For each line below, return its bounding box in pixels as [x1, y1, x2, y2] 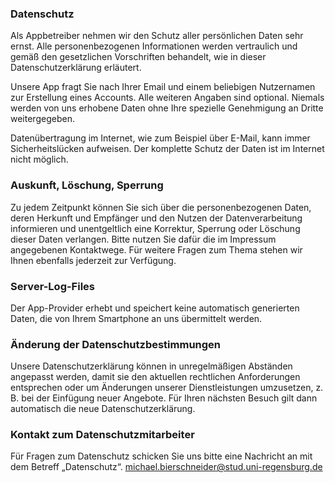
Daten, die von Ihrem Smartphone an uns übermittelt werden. [10, 312, 263, 324]
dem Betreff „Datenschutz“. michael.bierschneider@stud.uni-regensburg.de [10, 461, 323, 473]
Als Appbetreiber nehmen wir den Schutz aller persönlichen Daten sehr [10, 30, 304, 42]
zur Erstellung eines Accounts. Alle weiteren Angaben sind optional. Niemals [10, 92, 325, 104]
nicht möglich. [10, 153, 69, 166]
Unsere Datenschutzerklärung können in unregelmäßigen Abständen [10, 360, 293, 372]
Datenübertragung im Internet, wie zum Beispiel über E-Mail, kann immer [10, 132, 311, 144]
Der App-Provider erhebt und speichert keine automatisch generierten [10, 302, 300, 314]
